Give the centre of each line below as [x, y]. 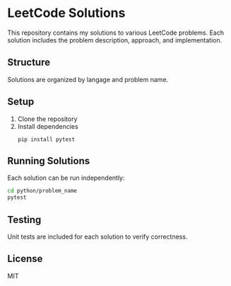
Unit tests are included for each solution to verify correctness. [97, 236]
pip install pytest [46, 139]
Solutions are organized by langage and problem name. [88, 79]
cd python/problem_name [42, 191]
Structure [29, 63]
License [25, 259]
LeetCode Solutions [66, 13]
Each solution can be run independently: [66, 178]
